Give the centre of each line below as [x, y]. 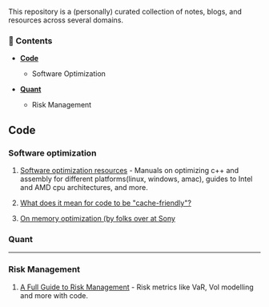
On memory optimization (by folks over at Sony [98, 218]
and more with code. [54, 295]
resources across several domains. [66, 20]
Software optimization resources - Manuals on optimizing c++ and [129, 170]
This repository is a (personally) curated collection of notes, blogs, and [125, 12]
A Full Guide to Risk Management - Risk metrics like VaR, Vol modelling [137, 287]
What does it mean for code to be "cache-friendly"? [106, 203]
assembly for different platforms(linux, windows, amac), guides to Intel [136, 179]
